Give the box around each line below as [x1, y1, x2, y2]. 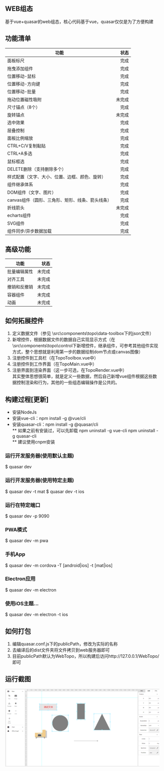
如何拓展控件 [5, 316, 44, 325]
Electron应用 [5, 575, 36, 582]
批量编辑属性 [7, 268, 33, 274]
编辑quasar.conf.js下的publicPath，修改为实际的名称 [12, 641, 118, 646]
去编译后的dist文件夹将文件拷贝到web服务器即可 [12, 647, 110, 653]
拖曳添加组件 [7, 65, 33, 71]
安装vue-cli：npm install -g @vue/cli [12, 415, 86, 421]
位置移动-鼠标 [7, 73, 36, 79]
